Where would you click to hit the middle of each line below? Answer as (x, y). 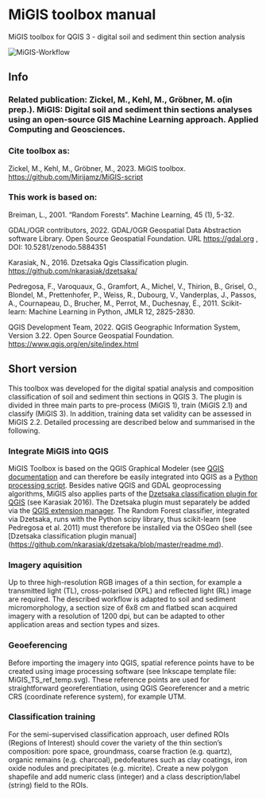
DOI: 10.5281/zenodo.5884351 (58, 247)
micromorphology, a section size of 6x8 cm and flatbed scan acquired (123, 608)
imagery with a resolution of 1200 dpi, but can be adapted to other (116, 616)
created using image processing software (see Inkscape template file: (122, 671)
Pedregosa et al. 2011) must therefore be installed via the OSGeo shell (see (130, 527)
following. (24, 430)
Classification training (52, 717)
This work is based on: (53, 197)
